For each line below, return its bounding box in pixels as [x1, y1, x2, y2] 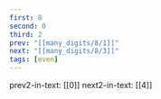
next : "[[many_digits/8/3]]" [9, 47, 119, 56]
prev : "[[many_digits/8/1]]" [9, 38, 119, 48]
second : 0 [9, 22, 47, 31]
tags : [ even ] [9, 55, 59, 64]
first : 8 [9, 13, 43, 22]
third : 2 [9, 30, 43, 39]
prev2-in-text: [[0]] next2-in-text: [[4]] [9, 80, 153, 90]
